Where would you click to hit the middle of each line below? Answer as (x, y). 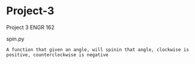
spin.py (15, 39)
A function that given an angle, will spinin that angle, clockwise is (97, 49)
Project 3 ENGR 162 (31, 27)
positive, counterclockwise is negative (58, 55)
